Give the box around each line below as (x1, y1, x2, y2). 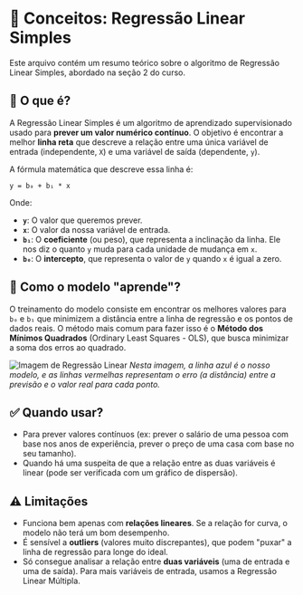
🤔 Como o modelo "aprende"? (9, 280, 181, 295)
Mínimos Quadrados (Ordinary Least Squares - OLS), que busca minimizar (9, 332, 289, 343)
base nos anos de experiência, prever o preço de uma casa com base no (22, 438, 295, 449)
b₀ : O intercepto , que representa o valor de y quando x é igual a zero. (22, 253, 282, 264)
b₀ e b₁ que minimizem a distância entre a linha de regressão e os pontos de (9, 312, 294, 324)
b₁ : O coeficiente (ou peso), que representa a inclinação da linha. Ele (22, 234, 281, 245)
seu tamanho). (22, 448, 77, 459)
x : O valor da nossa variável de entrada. (22, 224, 171, 235)
